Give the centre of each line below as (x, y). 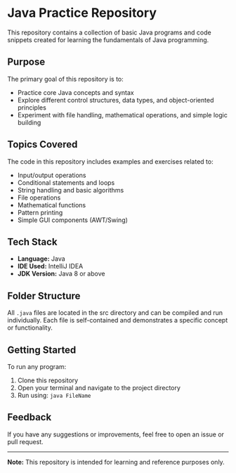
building (29, 122)
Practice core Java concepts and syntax (76, 92)
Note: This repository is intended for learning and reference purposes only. (116, 462)
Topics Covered (42, 144)
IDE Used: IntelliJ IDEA (50, 266)
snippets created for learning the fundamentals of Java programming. (108, 39)
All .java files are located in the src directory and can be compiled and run (115, 313)
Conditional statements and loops (66, 182)
